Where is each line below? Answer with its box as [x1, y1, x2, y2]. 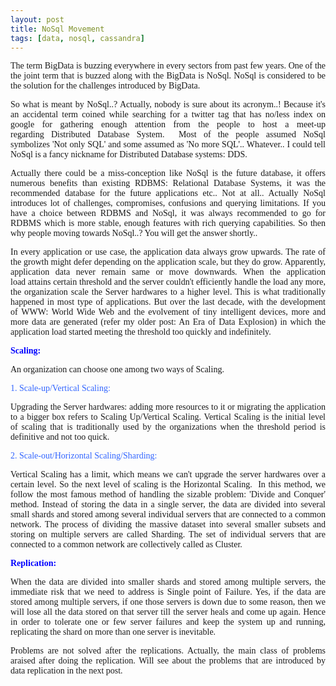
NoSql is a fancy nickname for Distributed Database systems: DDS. [10, 149, 248, 160]
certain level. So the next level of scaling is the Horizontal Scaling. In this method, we [10, 479, 326, 490]
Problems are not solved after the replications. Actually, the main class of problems [10, 646, 326, 656]
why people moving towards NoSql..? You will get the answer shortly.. [10, 228, 258, 239]
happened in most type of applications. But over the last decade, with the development [10, 297, 326, 308]
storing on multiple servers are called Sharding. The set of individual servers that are [10, 529, 326, 540]
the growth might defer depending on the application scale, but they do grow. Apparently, [10, 257, 326, 268]
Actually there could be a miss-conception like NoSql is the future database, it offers [10, 168, 326, 179]
